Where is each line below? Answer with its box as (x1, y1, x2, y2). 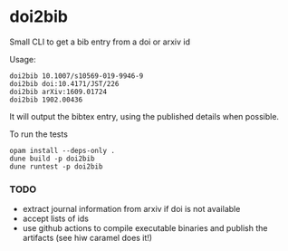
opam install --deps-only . (9, 146, 116, 155)
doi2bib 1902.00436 (9, 95, 83, 104)
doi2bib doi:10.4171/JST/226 (9, 79, 120, 88)
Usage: (9, 53, 36, 64)
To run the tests (9, 129, 68, 140)
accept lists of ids (22, 213, 89, 224)
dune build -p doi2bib (9, 154, 95, 163)
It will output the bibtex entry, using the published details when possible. (9, 111, 279, 121)
